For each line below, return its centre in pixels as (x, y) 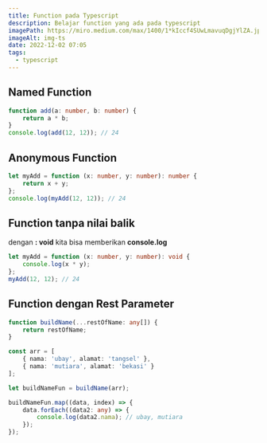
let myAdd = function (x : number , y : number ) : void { (99, 257)
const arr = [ (32, 351)
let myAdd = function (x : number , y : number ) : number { (103, 176)
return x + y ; (46, 183)
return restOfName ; (55, 330)
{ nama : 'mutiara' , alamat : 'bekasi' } (89, 367)
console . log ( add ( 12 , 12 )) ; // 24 (64, 133)
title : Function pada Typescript (64, 16)
